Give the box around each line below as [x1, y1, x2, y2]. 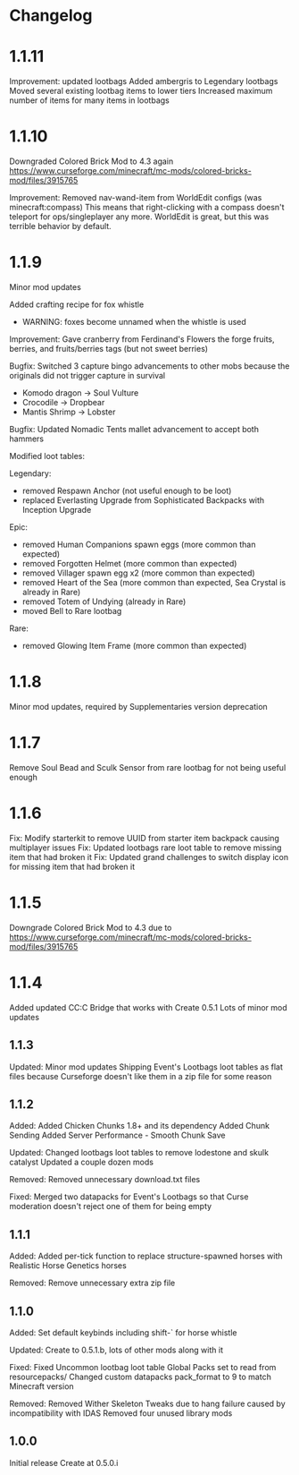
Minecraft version [9, 1380, 74, 1392]
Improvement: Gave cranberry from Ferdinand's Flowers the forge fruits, [9, 334, 275, 345]
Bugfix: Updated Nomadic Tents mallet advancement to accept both [9, 424, 259, 434]
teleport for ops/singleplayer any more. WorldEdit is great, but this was [9, 211, 270, 222]
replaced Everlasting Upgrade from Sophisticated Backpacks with [21, 495, 265, 506]
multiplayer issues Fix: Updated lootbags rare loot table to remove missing [9, 842, 282, 853]
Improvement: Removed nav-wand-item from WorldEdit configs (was [9, 192, 262, 203]
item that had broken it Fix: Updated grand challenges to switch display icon [9, 851, 288, 862]
